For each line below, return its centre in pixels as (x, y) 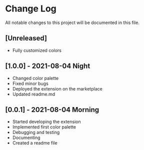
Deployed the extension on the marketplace (57, 88)
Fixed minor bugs (30, 83)
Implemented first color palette (44, 127)
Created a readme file (35, 143)
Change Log (31, 9)
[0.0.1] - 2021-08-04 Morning (52, 110)
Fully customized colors (37, 50)
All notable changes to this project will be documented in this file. (72, 22)
